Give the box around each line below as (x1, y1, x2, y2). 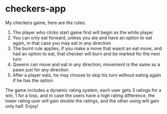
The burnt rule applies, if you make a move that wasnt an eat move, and (12, 45, 162, 51)
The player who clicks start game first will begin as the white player (12, 29, 153, 35)
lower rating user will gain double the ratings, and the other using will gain (5, 97, 159, 103)
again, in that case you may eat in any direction (12, 40, 111, 46)
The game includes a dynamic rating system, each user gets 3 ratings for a (5, 87, 162, 93)
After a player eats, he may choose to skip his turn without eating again (12, 72, 161, 78)
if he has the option (12, 77, 53, 83)
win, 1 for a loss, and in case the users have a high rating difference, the (5, 92, 155, 98)
